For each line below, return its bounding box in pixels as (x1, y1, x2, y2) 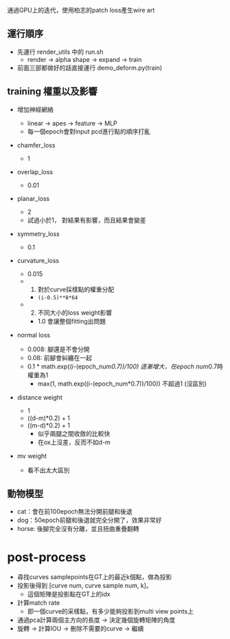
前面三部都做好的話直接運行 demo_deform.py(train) (16, 63, 163, 72)
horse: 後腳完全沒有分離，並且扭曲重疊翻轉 (16, 525, 139, 533)
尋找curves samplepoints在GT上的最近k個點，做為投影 (16, 573, 172, 581)
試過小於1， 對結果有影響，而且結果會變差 (27, 216, 146, 224)
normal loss (16, 331, 50, 339)
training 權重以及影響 (7, 85, 97, 98)
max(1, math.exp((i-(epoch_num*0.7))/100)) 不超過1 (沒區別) (37, 379, 207, 388)
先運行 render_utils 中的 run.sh (16, 48, 104, 56)
